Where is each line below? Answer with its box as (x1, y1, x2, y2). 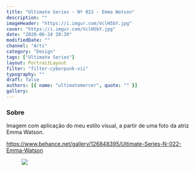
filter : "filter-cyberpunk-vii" (6, 65, 88, 72)
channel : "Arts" (6, 43, 48, 49)
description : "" (6, 15, 48, 21)
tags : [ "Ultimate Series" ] (6, 54, 75, 60)
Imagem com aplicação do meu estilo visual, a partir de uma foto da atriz (6, 122, 190, 130)
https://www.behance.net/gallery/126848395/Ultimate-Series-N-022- (6, 141, 182, 148)
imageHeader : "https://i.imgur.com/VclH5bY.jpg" (6, 20, 132, 26)
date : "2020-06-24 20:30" (6, 32, 72, 38)
